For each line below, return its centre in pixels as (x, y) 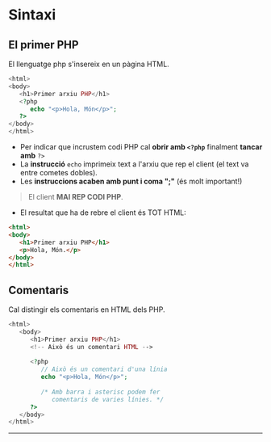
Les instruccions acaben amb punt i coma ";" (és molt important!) (131, 181)
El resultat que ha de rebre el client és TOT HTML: (103, 213)
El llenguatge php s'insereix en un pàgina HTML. (89, 64)
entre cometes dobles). (59, 173)
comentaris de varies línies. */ (107, 399)
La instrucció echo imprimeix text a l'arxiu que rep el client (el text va (134, 164)
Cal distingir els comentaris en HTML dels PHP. (87, 309)
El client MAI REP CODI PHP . (75, 197)
